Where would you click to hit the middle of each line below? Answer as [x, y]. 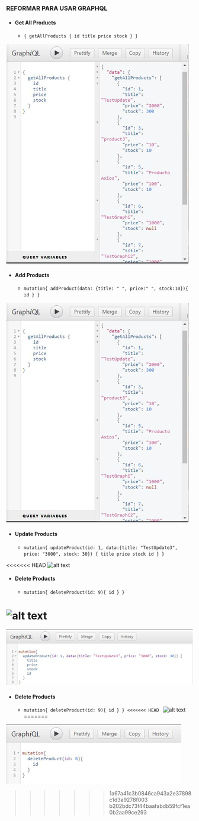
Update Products [36, 534]
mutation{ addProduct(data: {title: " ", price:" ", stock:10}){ [106, 289]
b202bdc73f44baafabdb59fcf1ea [150, 806]
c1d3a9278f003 [129, 800]
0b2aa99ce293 [128, 813]
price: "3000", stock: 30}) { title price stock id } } [94, 554]
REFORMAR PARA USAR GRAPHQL [57, 8]
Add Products [32, 275]
